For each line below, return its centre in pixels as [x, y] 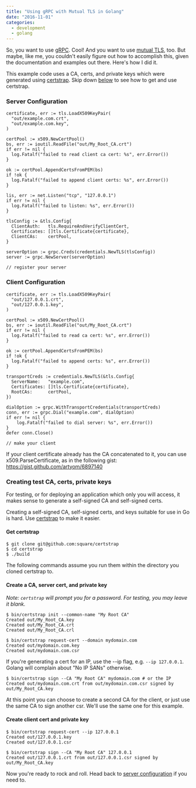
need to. [16, 780]
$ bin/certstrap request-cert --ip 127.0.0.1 [62, 732]
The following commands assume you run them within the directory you [93, 565]
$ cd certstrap [25, 549]
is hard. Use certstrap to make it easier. [53, 518]
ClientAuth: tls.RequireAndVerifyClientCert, [71, 226]
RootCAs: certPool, [42, 392]
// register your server [36, 267]
